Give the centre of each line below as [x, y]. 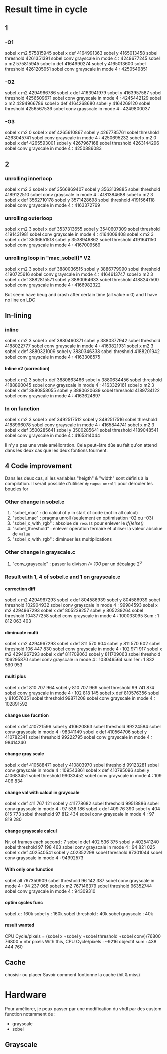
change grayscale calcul [31, 831]
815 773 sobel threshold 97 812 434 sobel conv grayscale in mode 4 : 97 [80, 814]
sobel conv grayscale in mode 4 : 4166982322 [53, 285]
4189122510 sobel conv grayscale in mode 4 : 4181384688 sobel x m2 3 [79, 195]
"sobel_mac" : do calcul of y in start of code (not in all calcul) [75, 513]
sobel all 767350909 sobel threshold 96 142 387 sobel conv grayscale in [80, 880]
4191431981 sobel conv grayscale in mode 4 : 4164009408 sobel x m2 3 [79, 234]
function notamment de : [30, 1014]
